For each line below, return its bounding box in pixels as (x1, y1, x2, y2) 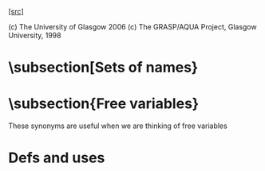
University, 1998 (8, 31, 61, 40)
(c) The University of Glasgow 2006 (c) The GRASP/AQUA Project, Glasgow (8, 22, 257, 31)
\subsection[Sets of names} (8, 59, 199, 76)
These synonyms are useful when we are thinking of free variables (8, 121, 227, 130)
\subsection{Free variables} (8, 95, 200, 113)
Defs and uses (8, 149, 105, 167)
